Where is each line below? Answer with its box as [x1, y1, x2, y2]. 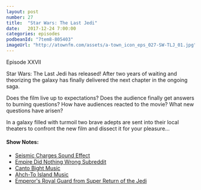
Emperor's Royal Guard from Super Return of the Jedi [14, 177, 147, 185]
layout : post [6, 8, 39, 15]
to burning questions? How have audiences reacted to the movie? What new [6, 100, 194, 108]
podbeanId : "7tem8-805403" [6, 36, 74, 42]
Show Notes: [6, 139, 39, 146]
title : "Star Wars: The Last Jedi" [6, 20, 98, 26]
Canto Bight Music [14, 165, 61, 172]
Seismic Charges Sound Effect [14, 152, 90, 159]
